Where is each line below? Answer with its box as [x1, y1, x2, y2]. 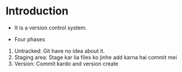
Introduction [5, 4, 69, 18]
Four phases [14, 35, 45, 43]
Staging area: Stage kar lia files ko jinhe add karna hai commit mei [14, 53, 177, 61]
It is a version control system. [14, 24, 87, 31]
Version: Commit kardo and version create [14, 60, 119, 67]
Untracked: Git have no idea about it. [14, 47, 105, 55]
